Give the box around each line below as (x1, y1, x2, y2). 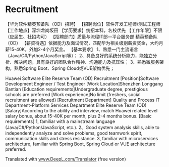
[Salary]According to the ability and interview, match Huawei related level (5, 107, 158, 113)
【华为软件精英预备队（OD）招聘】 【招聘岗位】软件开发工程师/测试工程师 (5, 21, 160, 27)
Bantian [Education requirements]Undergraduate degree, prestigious (5, 86, 148, 92)
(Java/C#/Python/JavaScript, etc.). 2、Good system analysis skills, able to (5, 124, 160, 130)
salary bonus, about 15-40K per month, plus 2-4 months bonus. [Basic (5, 113, 152, 119)
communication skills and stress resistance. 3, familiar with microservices (5, 135, 158, 141)
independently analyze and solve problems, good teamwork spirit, (5, 130, 143, 136)
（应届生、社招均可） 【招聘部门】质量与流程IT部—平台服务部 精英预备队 (5, 33, 158, 39)
